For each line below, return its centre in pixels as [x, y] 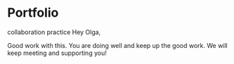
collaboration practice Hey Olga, [54, 32]
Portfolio [33, 13]
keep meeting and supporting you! [57, 53]
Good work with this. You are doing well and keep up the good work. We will [118, 45]
